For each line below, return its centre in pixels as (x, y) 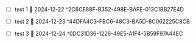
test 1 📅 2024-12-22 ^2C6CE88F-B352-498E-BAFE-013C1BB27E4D (99, 9)
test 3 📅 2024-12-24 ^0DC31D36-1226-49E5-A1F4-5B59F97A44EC (99, 34)
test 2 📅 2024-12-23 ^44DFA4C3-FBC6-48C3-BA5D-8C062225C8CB (102, 22)
